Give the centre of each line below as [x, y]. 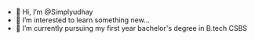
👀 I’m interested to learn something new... [83, 20]
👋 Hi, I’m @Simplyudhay [54, 12]
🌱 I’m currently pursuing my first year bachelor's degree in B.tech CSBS [131, 28]
